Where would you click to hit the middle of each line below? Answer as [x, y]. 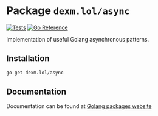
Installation [28, 59]
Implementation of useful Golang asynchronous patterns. [78, 39]
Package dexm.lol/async [68, 11]
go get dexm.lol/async [35, 73]
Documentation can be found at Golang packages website [79, 106]
